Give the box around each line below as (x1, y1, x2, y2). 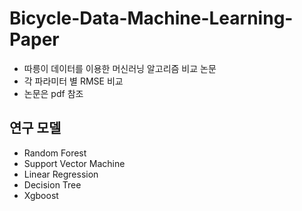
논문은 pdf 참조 (23, 87, 84, 99)
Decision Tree (23, 178, 82, 191)
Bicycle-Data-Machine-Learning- (9, 7, 294, 30)
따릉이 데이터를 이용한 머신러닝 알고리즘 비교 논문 (23, 62, 217, 74)
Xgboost (23, 189, 59, 201)
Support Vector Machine (23, 157, 126, 169)
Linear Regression (23, 168, 99, 180)
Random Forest (23, 147, 87, 159)
